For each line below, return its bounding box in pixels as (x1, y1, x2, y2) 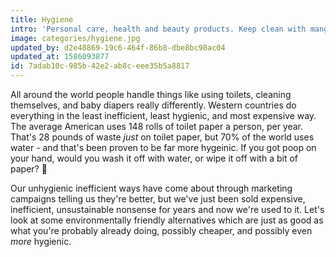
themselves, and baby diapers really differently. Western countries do (10, 99, 297, 111)
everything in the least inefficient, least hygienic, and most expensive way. (10, 110, 317, 121)
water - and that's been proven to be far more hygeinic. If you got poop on (10, 142, 317, 153)
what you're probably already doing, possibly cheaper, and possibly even (10, 225, 313, 236)
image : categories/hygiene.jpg (10, 33, 141, 43)
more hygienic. (10, 236, 72, 247)
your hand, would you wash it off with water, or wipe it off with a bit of (10, 152, 299, 164)
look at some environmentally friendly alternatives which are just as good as (10, 214, 324, 226)
